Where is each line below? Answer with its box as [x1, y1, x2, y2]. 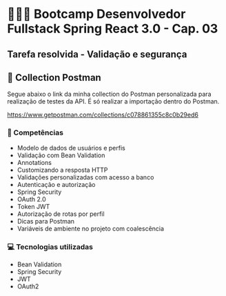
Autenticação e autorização [17, 180, 96, 188]
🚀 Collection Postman [7, 72, 101, 83]
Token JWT [17, 202, 50, 210]
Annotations [17, 158, 52, 166]
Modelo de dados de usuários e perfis [17, 144, 125, 152]
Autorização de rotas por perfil [17, 210, 105, 218]
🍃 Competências [7, 128, 64, 137]
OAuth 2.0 [17, 195, 46, 203]
